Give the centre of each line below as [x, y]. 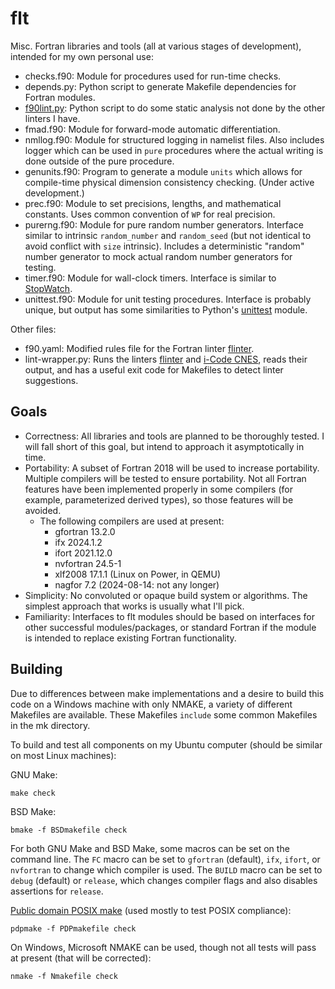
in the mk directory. [50, 725]
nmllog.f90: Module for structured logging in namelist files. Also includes [174, 139]
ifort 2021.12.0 [83, 553]
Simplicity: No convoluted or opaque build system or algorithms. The [166, 595]
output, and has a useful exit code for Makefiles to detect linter [154, 369]
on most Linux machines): [63, 755]
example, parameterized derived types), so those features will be [159, 499]
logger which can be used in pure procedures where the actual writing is [174, 150]
